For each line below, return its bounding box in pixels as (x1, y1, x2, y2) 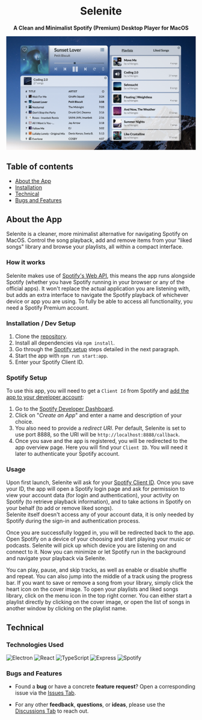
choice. (14, 418, 34, 425)
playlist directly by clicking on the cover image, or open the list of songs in (6, 599, 191, 606)
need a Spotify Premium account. (6, 304, 89, 311)
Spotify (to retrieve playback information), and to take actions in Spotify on (6, 498, 191, 505)
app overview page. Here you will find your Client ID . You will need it (14, 444, 188, 451)
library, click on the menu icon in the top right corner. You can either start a (6, 592, 192, 599)
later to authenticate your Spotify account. (14, 450, 120, 457)
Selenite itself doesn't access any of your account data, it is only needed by (6, 511, 194, 518)
